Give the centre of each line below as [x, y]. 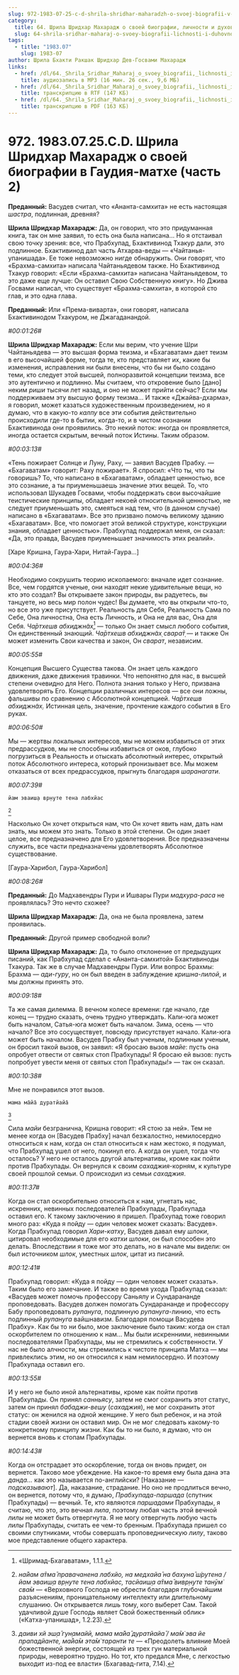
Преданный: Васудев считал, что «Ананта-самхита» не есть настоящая [118, 206]
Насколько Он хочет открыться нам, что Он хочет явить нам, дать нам [116, 824]
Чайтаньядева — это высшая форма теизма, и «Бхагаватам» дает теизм [118, 352]
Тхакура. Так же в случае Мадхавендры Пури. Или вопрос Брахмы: [111, 967]
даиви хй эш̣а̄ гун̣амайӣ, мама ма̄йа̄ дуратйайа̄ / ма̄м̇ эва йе [112, 1634]
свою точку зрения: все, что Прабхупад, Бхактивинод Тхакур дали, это [116, 243]
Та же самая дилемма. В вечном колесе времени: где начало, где [109, 1009]
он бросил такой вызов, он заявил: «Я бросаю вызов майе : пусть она [113, 1047]
